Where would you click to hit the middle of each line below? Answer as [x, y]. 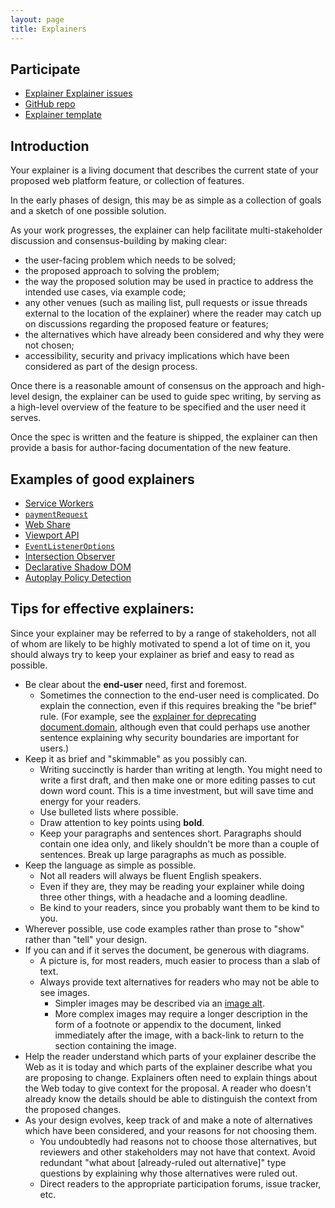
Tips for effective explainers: [102, 609]
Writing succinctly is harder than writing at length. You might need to [181, 769]
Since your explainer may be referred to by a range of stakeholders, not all [163, 633]
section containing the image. [115, 1045]
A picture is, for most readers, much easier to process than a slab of [180, 960]
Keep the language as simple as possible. [110, 865]
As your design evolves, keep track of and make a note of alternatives [168, 1120]
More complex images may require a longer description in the [181, 1013]
